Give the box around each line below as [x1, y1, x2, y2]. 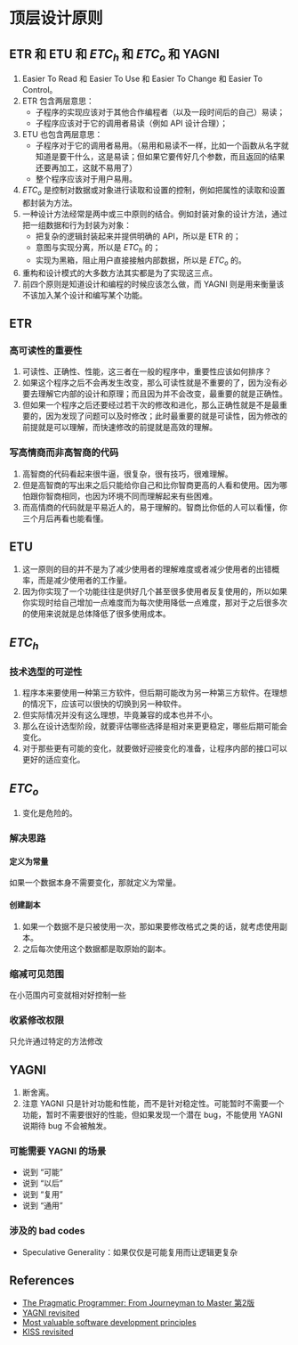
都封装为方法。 [21, 197, 77, 208]
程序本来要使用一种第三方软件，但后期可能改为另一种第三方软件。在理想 [21, 688, 287, 698]
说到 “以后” [21, 1178, 64, 1189]
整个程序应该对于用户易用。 [35, 174, 138, 184]
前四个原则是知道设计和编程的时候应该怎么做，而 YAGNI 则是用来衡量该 [21, 278, 285, 289]
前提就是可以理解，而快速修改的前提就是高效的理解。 [21, 422, 218, 433]
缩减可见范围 [9, 967, 65, 980]
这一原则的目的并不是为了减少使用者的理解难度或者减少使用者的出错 [21, 564, 272, 575]
